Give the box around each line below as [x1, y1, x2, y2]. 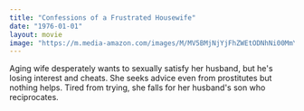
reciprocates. [9, 92, 59, 103]
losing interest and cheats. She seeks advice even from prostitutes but [9, 73, 272, 84]
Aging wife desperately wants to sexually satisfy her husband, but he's [9, 63, 273, 74]
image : [9, 38, 34, 48]
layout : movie [9, 30, 63, 39]
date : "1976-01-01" [9, 22, 83, 31]
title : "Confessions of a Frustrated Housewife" [9, 13, 196, 23]
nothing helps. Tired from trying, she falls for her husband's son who [9, 82, 266, 93]
